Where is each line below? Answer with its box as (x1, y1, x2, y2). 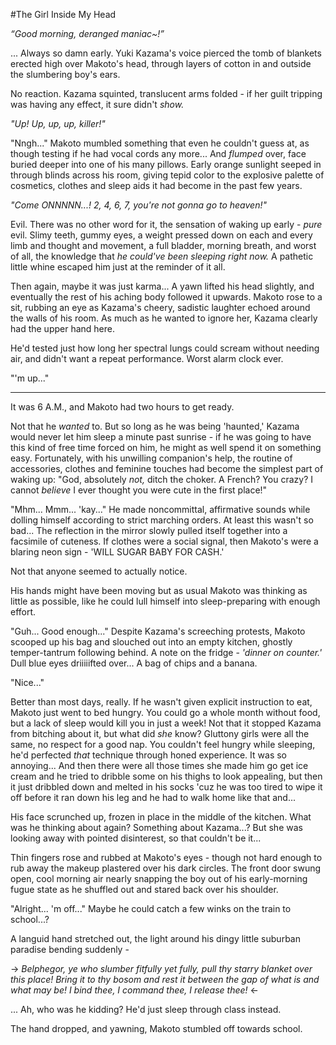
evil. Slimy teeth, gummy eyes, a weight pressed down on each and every (10, 229, 313, 241)
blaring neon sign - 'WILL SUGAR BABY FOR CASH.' (10, 546, 225, 558)
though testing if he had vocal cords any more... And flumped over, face (10, 148, 307, 159)
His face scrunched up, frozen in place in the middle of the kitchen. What (10, 811, 312, 823)
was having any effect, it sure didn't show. (10, 99, 185, 110)
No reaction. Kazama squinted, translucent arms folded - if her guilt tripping (10, 88, 323, 99)
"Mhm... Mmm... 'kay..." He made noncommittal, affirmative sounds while (10, 504, 311, 515)
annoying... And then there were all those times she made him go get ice (10, 760, 309, 771)
